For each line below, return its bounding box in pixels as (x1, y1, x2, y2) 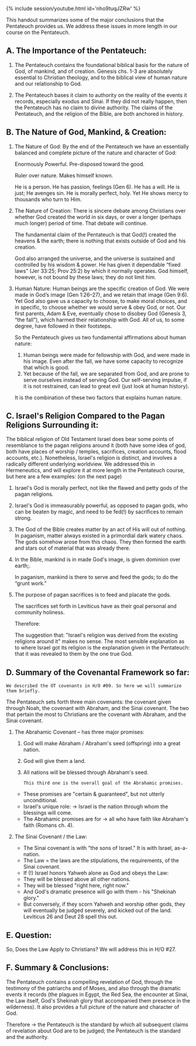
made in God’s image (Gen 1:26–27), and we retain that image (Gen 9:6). (14, 291, 189, 298)
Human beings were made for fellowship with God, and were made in (23, 351, 190, 358)
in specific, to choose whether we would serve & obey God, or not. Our (14, 304, 186, 311)
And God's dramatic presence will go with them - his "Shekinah (23, 888, 177, 895)
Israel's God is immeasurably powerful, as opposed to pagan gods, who (14, 502, 188, 509)
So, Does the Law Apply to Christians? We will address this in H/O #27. (6, 946, 177, 953)
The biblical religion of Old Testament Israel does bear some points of (6, 436, 174, 443)
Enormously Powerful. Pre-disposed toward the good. (14, 160, 145, 167)
